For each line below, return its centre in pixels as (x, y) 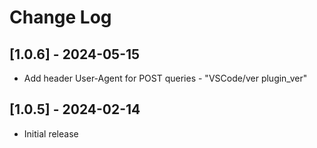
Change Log (60, 17)
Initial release (51, 133)
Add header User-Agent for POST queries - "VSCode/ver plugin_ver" (165, 78)
